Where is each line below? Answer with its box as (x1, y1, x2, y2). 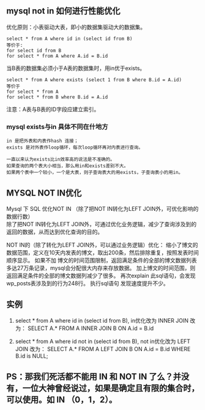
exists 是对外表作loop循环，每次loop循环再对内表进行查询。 (6, 144, 144, 151)
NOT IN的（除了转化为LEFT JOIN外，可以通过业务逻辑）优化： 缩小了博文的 (6, 241, 198, 248)
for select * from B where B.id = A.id (6, 94, 108, 100)
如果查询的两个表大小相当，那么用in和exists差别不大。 (6, 163, 129, 169)
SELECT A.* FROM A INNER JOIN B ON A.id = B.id (27, 325, 154, 332)
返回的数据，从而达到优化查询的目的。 (6, 228, 103, 235)
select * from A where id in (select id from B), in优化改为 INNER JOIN (15, 317, 188, 324)
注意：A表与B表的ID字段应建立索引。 (6, 105, 100, 112)
